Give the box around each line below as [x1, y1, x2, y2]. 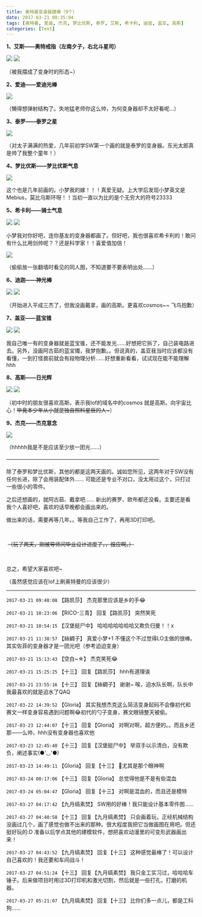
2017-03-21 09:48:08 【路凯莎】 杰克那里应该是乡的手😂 [6, 596, 146, 604]
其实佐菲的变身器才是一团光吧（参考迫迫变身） [6, 642, 122, 649]
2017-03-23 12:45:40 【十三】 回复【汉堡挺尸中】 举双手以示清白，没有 [6, 742, 183, 749]
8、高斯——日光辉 [6, 374, 52, 381]
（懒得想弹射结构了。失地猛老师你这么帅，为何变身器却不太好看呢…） [6, 105, 180, 112]
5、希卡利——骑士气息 [6, 207, 63, 214]
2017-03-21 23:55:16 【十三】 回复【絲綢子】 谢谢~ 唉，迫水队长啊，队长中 [6, 681, 194, 688]
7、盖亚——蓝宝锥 [6, 315, 52, 322]
